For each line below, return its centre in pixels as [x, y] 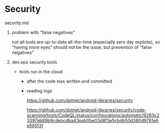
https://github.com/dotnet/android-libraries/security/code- [86, 110]
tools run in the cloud [41, 71]
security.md [17, 23]
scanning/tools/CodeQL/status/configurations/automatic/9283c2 [93, 115]
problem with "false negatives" [43, 32]
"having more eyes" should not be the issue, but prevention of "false [82, 47]
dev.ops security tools [34, 62]
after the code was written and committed [69, 81]
